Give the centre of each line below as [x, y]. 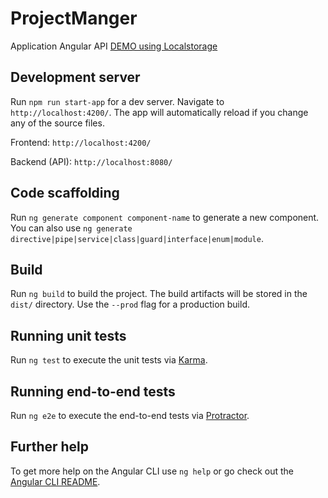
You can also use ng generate [71, 228]
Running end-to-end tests [93, 391]
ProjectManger [74, 18]
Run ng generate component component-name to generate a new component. [165, 217]
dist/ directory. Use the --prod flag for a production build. [130, 304]
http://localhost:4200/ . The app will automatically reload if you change [159, 112]
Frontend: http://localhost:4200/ [81, 142]
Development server [75, 77]
